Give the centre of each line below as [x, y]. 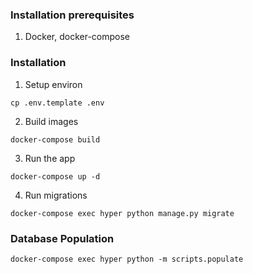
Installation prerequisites [72, 15]
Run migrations [56, 195]
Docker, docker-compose [77, 37]
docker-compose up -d [55, 176]
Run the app [50, 158]
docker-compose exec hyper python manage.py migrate [122, 213]
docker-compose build [55, 139]
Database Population [62, 238]
